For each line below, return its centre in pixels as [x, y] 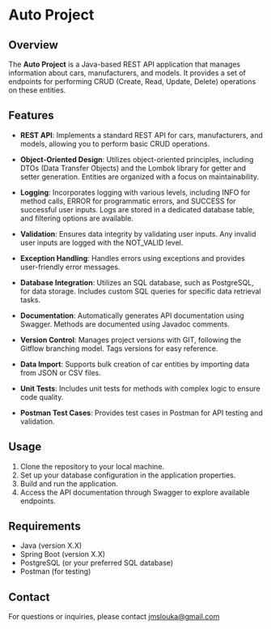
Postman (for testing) [55, 571]
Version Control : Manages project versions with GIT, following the [130, 340]
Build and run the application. [69, 483]
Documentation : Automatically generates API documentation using [132, 315]
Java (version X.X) [51, 546]
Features [31, 116]
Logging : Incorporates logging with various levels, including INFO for [135, 192]
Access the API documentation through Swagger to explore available [135, 492]
